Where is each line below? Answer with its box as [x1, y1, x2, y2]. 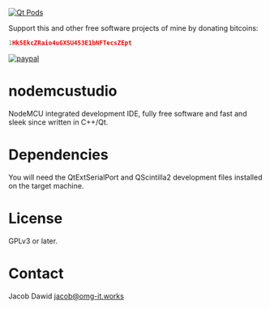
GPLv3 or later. [8, 235, 58, 246]
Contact [8, 264, 64, 282]
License [8, 209, 63, 227]
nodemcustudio [8, 82, 118, 100]
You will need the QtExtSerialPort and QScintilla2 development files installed [8, 172, 263, 182]
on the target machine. [8, 180, 84, 190]
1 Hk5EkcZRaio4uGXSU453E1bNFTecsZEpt [8, 39, 132, 47]
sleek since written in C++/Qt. [8, 117, 109, 127]
